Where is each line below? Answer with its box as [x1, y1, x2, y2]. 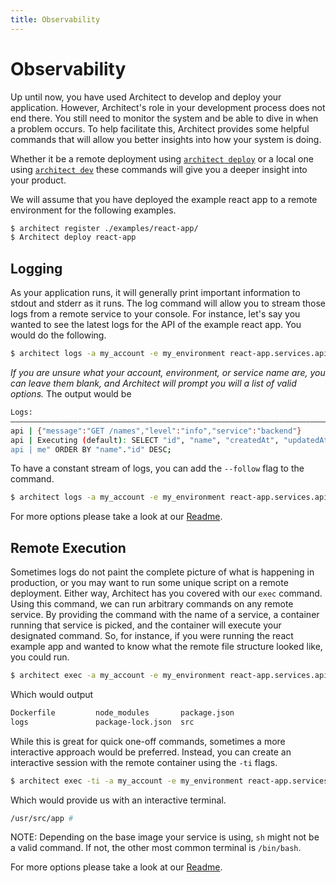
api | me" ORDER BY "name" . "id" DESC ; [10, 444, 172, 455]
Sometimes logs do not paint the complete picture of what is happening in [10, 566, 315, 578]
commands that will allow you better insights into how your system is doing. [10, 133, 322, 145]
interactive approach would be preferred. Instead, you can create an [10, 746, 292, 758]
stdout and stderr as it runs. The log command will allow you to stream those [10, 297, 326, 310]
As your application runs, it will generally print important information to [10, 287, 301, 299]
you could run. [10, 651, 70, 663]
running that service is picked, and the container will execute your [10, 619, 282, 631]
